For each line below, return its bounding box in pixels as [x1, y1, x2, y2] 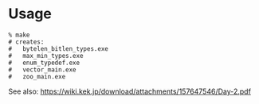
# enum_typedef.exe [8, 59, 80, 67]
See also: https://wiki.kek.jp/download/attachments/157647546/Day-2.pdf [8, 87, 251, 96]
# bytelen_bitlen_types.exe [8, 44, 109, 52]
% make [8, 31, 30, 39]
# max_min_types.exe [8, 52, 84, 60]
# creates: [8, 37, 45, 46]
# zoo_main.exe [8, 72, 66, 80]
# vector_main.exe [8, 65, 77, 74]
